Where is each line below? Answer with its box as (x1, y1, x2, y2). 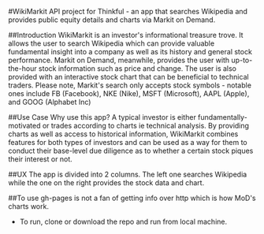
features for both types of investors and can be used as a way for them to (8, 138, 247, 147)
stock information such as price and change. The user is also (38, 64, 236, 73)
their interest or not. (8, 154, 73, 164)
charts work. (8, 202, 50, 211)
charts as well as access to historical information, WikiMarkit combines (8, 129, 239, 139)
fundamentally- (198, 113, 248, 121)
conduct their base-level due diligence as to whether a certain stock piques (8, 146, 254, 155)
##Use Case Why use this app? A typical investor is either (8, 113, 197, 121)
